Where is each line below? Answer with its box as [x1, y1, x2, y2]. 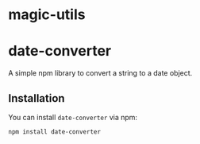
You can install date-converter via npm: [8, 112, 137, 122]
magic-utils [8, 6, 86, 24]
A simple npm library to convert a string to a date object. [8, 68, 193, 78]
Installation [8, 91, 65, 105]
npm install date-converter [8, 127, 102, 136]
